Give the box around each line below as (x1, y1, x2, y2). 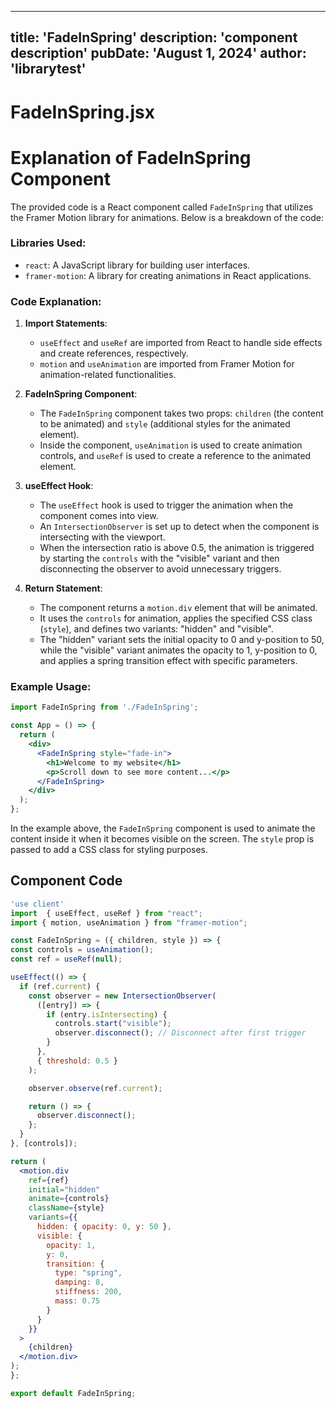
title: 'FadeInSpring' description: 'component (10, 29, 298, 46)
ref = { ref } (28, 1175, 70, 1185)
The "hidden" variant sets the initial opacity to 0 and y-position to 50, (39, 634, 325, 646)
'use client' (10, 899, 65, 909)
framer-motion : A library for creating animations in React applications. (24, 269, 312, 281)
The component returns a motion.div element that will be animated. (39, 602, 318, 614)
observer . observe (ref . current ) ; (28, 1083, 163, 1093)
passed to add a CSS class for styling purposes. (10, 844, 209, 856)
